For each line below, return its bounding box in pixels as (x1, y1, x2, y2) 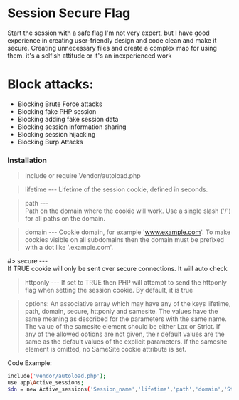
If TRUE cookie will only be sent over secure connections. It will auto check (7, 265, 228, 273)
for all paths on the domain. (24, 214, 105, 223)
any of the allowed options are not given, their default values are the (24, 330, 225, 339)
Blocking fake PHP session (17, 107, 97, 115)
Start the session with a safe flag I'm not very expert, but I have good (7, 28, 210, 37)
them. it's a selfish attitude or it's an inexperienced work (7, 51, 172, 60)
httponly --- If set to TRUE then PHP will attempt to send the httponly (24, 278, 228, 287)
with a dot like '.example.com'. (24, 243, 114, 252)
